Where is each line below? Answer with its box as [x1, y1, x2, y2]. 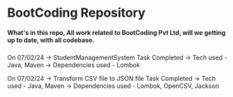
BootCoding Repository [7, 5, 146, 21]
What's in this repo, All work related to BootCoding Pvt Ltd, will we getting [7, 28, 226, 36]
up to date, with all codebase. [7, 36, 95, 44]
